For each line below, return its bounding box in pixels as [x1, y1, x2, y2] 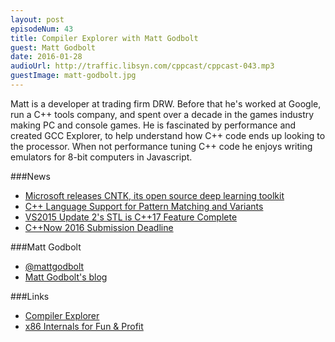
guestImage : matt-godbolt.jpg [10, 71, 137, 81]
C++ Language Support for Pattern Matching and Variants [24, 200, 264, 212]
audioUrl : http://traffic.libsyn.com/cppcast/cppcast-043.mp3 [10, 61, 275, 71]
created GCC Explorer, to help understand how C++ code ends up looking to [10, 129, 326, 141]
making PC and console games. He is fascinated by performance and [10, 119, 297, 131]
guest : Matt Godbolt [10, 42, 97, 53]
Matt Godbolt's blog [24, 271, 108, 283]
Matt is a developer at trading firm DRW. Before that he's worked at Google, [10, 97, 322, 110]
